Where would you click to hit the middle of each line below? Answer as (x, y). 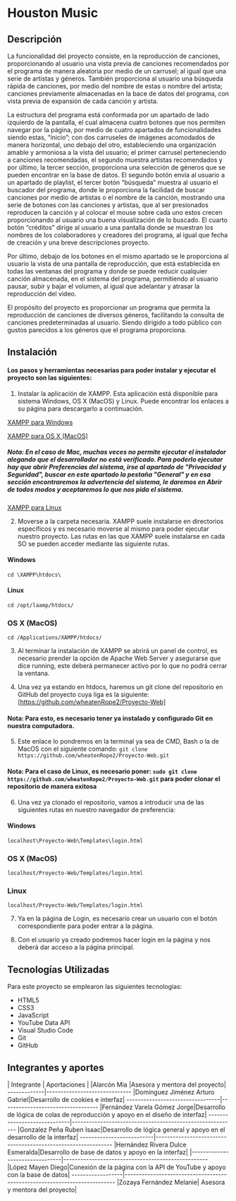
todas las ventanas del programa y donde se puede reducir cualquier (107, 271)
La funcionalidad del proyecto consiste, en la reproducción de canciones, (114, 56)
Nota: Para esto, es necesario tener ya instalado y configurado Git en (110, 718)
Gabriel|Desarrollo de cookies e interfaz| (66, 1100)
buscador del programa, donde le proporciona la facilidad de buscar (106, 190)
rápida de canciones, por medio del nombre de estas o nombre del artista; (115, 86)
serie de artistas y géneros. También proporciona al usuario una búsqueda (115, 78)
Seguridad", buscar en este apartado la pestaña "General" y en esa (109, 474)
